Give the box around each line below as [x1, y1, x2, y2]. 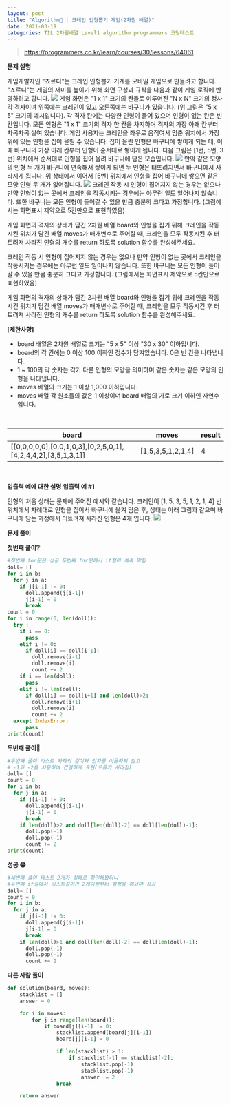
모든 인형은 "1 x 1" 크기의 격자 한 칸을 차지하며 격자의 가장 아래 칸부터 [32, 120, 219, 128]
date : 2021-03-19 [7, 23, 57, 30]
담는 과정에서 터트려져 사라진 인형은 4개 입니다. [25, 514, 153, 523]
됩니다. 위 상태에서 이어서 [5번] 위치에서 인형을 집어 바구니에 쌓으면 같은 [25, 172, 219, 180]
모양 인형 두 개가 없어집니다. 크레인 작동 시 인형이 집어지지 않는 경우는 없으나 [7, 181, 221, 189]
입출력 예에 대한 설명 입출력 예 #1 [7, 483, 95, 491]
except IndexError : [13, 718, 69, 724]
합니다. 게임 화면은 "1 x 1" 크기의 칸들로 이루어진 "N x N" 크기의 [30, 94, 210, 103]
